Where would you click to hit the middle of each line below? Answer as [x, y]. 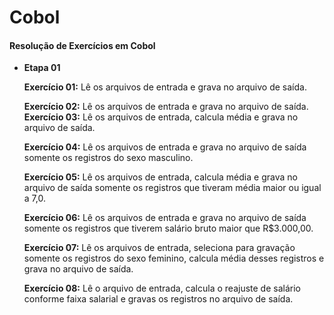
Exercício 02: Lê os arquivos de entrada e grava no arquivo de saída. [166, 107]
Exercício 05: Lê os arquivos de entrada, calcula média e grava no [160, 177]
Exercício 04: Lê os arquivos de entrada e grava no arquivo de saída [165, 147]
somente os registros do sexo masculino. [108, 158]
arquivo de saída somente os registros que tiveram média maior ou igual [172, 188]
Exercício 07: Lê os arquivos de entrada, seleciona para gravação [159, 248]
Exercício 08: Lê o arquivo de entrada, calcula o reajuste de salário [162, 288]
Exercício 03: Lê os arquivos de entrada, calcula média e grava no [161, 117]
